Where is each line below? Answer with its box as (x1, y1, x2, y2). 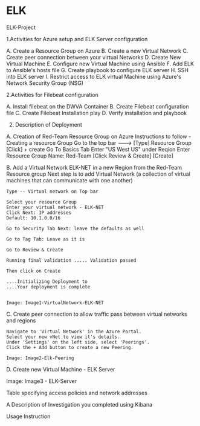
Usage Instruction (6, 413, 51, 420)
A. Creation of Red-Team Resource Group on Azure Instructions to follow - (6, 133, 192, 140)
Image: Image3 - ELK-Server (6, 377, 77, 385)
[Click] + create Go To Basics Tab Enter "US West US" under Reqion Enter (6, 145, 190, 153)
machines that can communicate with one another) (6, 176, 133, 184)
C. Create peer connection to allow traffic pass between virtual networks (6, 310, 187, 318)
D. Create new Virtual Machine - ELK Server (6, 365, 115, 373)
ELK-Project (6, 24, 36, 31)
